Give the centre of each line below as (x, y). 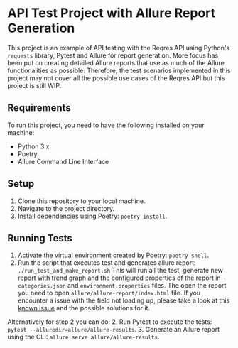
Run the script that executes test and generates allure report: (107, 263)
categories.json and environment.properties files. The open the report (122, 286)
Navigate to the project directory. (66, 208)
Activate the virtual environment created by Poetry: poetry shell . (113, 255)
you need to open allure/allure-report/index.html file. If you (109, 293)
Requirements (39, 108)
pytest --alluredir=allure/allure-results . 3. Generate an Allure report (114, 330)
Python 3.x (33, 146)
